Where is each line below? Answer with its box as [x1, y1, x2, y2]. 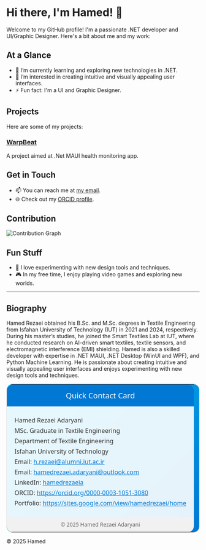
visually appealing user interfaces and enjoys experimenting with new [6, 365, 183, 373]
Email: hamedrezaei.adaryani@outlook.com [14, 468, 140, 477]
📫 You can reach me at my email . [15, 187, 101, 194]
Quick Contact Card [66, 390, 135, 401]
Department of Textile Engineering [14, 436, 114, 446]
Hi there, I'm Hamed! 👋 [6, 6, 123, 20]
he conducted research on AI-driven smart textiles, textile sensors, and [6, 339, 186, 346]
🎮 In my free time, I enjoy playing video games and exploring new [15, 271, 183, 278]
